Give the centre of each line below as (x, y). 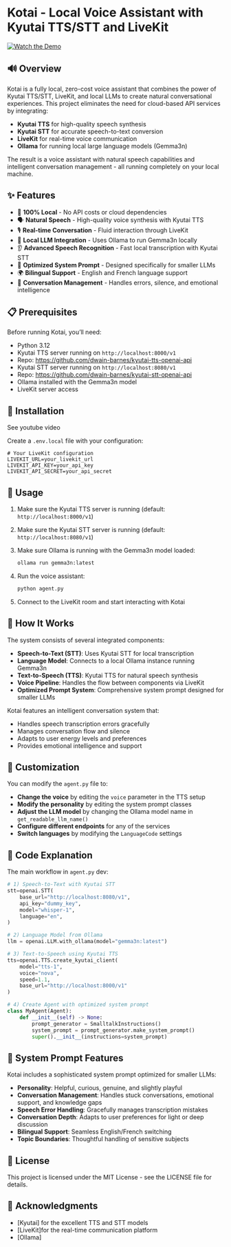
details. (18, 1184)
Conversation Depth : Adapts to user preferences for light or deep (110, 1117)
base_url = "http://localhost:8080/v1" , (75, 897)
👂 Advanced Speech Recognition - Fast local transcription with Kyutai (117, 247)
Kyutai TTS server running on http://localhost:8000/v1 (97, 353)
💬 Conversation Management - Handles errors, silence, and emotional (118, 283)
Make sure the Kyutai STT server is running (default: (91, 530)
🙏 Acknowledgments (53, 1206)
